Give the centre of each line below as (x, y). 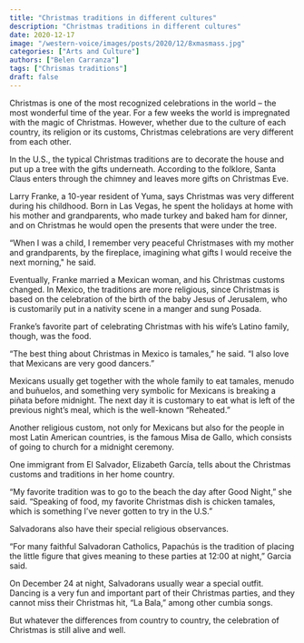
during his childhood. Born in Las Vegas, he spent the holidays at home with (151, 206)
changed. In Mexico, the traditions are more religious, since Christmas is (144, 289)
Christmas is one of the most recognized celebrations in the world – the (143, 103)
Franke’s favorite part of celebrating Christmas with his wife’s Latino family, (149, 326)
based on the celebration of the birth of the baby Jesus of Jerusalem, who (148, 299)
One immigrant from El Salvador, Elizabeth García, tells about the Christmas (150, 464)
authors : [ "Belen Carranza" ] (64, 60)
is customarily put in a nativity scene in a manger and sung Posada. (135, 308)
